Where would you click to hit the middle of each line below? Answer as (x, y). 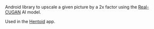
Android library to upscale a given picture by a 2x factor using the (71, 7)
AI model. (32, 12)
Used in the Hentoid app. (30, 22)
